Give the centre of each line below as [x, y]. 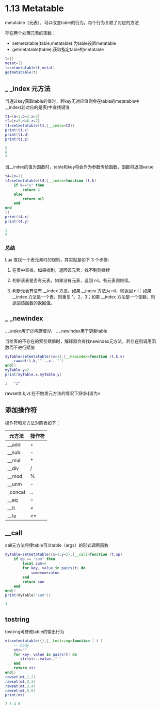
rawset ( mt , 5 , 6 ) [20, 691]
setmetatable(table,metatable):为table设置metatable [64, 43]
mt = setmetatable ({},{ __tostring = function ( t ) [54, 641]
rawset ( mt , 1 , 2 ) [20, 677]
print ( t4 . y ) [17, 221]
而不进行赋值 [22, 347]
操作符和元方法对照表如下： [33, 423]
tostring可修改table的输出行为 [35, 632]
